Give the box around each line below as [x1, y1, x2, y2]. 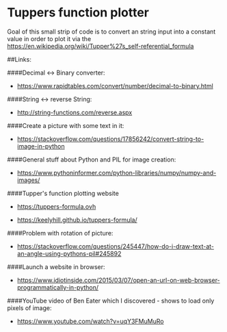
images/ [16, 176, 40, 184]
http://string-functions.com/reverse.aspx [16, 108, 133, 116]
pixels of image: [7, 303, 52, 312]
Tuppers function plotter [7, 5, 149, 21]
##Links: [7, 55, 32, 63]
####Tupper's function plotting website [7, 189, 120, 197]
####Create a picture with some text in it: [7, 121, 124, 129]
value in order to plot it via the [7, 34, 92, 42]
